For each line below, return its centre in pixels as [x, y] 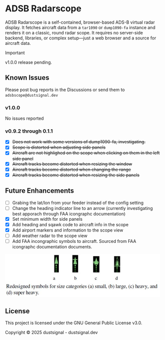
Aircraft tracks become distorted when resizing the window [72, 164]
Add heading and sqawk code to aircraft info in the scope [70, 224]
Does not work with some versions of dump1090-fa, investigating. [79, 142]
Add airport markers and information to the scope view [68, 230]
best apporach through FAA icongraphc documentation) [69, 214]
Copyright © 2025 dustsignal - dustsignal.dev [52, 333]
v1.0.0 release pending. [29, 62]
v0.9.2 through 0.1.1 [29, 131]
